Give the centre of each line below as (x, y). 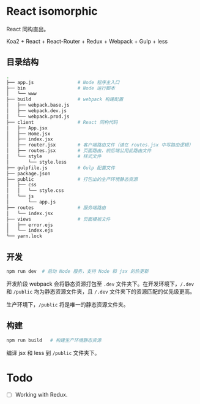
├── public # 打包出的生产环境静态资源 (72, 179)
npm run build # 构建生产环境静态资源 (54, 340)
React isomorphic (52, 11)
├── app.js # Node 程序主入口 (63, 82)
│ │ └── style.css (35, 191)
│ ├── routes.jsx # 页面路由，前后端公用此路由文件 (79, 151)
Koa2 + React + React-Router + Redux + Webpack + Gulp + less (87, 41)
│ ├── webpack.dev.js (37, 111)
